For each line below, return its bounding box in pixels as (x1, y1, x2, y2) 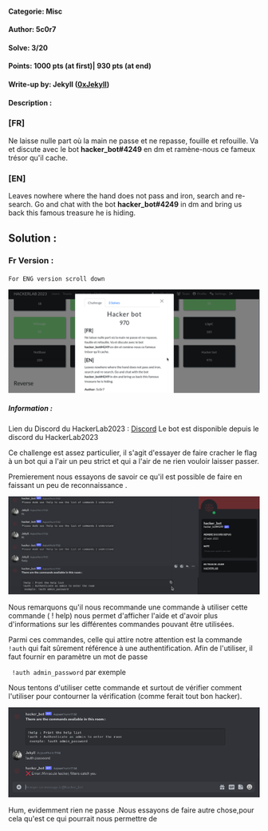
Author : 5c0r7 (8, 25, 57, 34)
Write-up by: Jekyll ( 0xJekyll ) (8, 79, 110, 89)
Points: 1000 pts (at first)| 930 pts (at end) (8, 61, 152, 71)
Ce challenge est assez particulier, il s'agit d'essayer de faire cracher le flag (8, 448, 258, 457)
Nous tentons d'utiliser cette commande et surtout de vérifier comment (8, 682, 242, 692)
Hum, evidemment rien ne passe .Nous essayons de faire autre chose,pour (8, 805, 254, 815)
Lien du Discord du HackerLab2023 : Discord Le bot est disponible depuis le (8, 424, 259, 433)
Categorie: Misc (8, 6, 63, 16)
